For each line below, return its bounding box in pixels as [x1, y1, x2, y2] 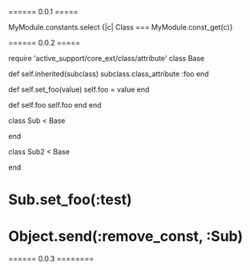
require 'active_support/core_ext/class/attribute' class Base [8, 54, 205, 63]
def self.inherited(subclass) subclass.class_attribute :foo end [8, 69, 210, 79]
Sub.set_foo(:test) [8, 190, 132, 209]
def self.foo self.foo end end [8, 100, 102, 109]
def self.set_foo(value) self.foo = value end [8, 84, 150, 94]
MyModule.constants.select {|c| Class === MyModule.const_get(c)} [8, 22, 233, 31]
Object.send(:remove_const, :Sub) [8, 227, 243, 246]
